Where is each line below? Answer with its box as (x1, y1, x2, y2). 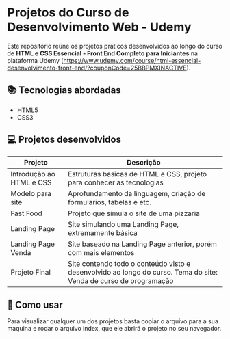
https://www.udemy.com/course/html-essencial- (63, 56, 201, 64)
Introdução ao (10, 169, 56, 178)
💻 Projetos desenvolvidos (7, 134, 122, 146)
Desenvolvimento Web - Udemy (7, 19, 192, 35)
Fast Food (10, 208, 42, 218)
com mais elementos (67, 247, 135, 257)
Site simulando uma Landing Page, (67, 219, 179, 229)
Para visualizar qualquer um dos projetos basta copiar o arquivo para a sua (7, 317, 219, 325)
